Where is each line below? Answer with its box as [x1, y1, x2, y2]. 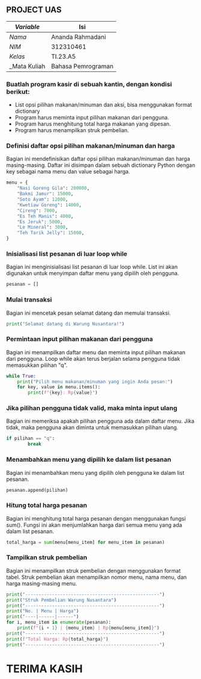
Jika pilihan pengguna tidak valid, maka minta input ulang [6, 404, 178, 412]
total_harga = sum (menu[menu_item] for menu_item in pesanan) [6, 539, 165, 545]
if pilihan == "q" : [6, 435, 55, 442]
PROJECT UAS [6, 5, 62, 15]
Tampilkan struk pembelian [6, 554, 88, 562]
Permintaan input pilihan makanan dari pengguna [6, 335, 153, 343]
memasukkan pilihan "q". [6, 361, 68, 369]
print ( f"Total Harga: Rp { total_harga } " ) [6, 636, 109, 642]
